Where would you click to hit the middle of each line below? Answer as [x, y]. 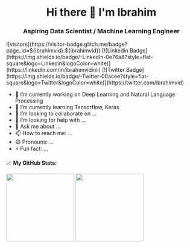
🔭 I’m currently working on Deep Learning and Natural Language [95, 94]
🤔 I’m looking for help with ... [50, 120]
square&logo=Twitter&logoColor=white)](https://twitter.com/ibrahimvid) [95, 83]
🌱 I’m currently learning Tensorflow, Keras [67, 107]
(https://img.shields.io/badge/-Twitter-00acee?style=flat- [78, 76]
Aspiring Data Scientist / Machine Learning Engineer [101, 31]
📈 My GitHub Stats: [32, 163]
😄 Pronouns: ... [34, 142]
